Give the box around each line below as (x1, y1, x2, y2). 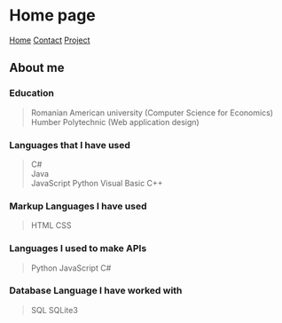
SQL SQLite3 (30, 304, 78, 315)
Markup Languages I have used (9, 200, 147, 212)
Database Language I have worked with (9, 285, 183, 297)
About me (9, 60, 65, 75)
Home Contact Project (9, 35, 90, 45)
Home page (9, 5, 96, 26)
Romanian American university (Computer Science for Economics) (30, 107, 273, 118)
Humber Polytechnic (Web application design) (30, 116, 200, 127)
